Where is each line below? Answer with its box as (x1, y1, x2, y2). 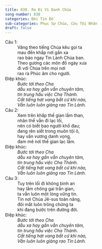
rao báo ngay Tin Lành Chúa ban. (17, 55, 85, 61)
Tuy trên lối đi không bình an (17, 180, 75, 186)
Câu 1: (5, 39, 18, 45)
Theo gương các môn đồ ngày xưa (17, 60, 87, 66)
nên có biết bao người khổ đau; (17, 123, 80, 129)
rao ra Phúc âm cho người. (17, 71, 71, 76)
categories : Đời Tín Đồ (5, 16, 54, 21)
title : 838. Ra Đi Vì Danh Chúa (5, 7, 71, 12)
